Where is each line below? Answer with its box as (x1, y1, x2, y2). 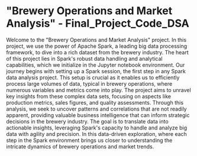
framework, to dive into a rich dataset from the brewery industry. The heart (6, 48, 189, 56)
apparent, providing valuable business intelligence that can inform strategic (6, 111, 190, 119)
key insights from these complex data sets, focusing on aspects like (6, 93, 172, 100)
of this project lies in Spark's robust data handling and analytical (6, 55, 163, 62)
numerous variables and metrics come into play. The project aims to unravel (6, 86, 191, 93)
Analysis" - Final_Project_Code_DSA (6, 17, 189, 30)
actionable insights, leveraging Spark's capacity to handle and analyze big (6, 124, 188, 131)
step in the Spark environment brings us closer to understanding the (6, 136, 173, 144)
